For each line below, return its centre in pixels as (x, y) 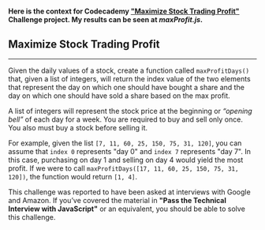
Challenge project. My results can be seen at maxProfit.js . (106, 19)
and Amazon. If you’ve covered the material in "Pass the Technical (117, 201)
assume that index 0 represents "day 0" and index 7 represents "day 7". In (129, 152)
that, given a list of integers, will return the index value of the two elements (129, 79)
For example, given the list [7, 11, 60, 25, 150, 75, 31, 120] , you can (125, 143)
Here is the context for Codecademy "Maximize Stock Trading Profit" (124, 11)
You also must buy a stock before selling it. (78, 128)
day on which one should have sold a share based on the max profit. (119, 96)
